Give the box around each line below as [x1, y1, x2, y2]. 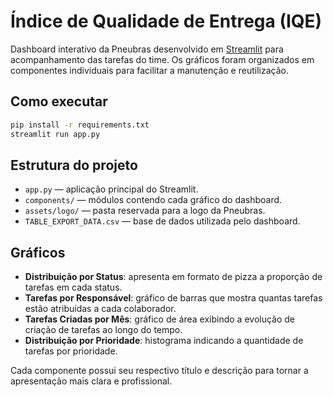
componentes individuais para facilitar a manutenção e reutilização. [10, 64, 289, 76]
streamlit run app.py [10, 129, 101, 139]
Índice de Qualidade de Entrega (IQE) [10, 10, 323, 33]
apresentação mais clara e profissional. [10, 375, 173, 387]
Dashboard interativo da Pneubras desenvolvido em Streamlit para [10, 43, 284, 55]
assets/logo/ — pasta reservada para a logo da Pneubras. [24, 205, 266, 217]
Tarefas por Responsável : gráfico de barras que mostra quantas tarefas [24, 292, 323, 304]
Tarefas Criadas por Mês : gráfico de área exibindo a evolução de [24, 313, 296, 325]
